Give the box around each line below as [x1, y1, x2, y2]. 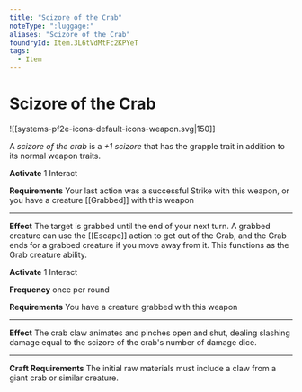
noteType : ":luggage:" [9, 22, 94, 31]
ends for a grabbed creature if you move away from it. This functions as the [9, 239, 289, 250]
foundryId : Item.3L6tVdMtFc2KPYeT [9, 38, 139, 48]
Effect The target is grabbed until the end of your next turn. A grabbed [9, 220, 271, 231]
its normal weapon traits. [9, 150, 102, 161]
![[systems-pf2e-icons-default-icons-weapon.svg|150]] [9, 123, 216, 134]
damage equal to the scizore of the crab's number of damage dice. [9, 336, 258, 347]
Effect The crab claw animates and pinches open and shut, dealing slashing [9, 327, 290, 338]
